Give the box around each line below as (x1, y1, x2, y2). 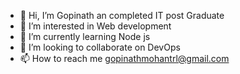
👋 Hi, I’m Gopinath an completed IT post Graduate (19, 10, 225, 21)
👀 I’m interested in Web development (19, 20, 172, 32)
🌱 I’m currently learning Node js (19, 31, 151, 42)
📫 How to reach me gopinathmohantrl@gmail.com (19, 53, 230, 64)
